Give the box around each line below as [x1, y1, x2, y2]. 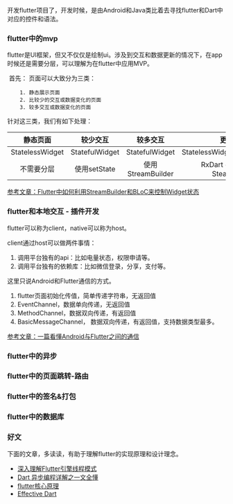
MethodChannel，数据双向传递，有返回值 [17, 309, 137, 317]
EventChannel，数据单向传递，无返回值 [17, 300, 130, 309]
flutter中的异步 [7, 351, 58, 360]
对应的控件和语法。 [7, 15, 62, 23]
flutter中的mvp [7, 33, 58, 43]
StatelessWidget [10, 148, 64, 157]
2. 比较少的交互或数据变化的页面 [19, 96, 102, 104]
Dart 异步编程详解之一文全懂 [17, 473, 98, 481]
